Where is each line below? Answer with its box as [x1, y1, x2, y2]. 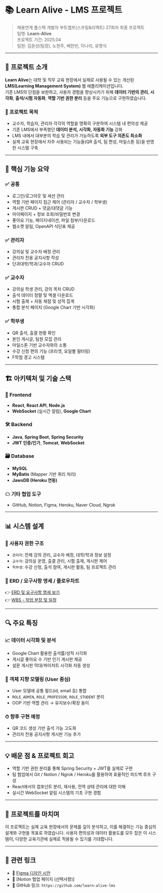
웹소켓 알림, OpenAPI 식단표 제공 [12, 223, 75, 229]
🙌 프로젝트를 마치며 [5, 810, 60, 818]
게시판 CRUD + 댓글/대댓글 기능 [12, 205, 73, 211]
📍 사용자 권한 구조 [5, 540, 44, 547]
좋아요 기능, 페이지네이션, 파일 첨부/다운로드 [12, 217, 96, 223]
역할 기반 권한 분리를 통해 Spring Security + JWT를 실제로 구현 [12, 765, 133, 771]
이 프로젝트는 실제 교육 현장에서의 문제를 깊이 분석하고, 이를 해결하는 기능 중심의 [5, 824, 157, 830]
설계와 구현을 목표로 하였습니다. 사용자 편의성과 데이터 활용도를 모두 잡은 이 [5, 830, 147, 836]
